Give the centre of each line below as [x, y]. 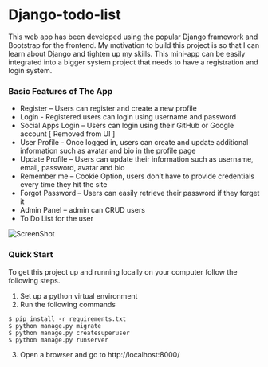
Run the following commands [67, 304]
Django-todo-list [65, 15]
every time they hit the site [63, 185]
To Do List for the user [57, 219]
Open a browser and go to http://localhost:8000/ [100, 354]
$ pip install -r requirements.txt [67, 319]
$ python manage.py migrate [55, 326]
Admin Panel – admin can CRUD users [83, 210]
